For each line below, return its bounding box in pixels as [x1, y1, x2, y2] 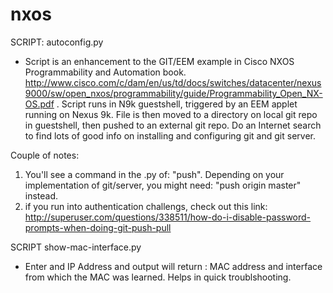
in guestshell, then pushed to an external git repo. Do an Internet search [24, 119, 322, 131]
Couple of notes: [10, 149, 80, 161]
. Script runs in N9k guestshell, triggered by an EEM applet [56, 98, 298, 110]
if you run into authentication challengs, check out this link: [24, 200, 268, 212]
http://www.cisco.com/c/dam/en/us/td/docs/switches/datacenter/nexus [24, 76, 322, 88]
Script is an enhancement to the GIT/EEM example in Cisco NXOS [24, 55, 295, 67]
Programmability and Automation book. [24, 66, 187, 78]
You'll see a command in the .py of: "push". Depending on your [24, 168, 285, 180]
